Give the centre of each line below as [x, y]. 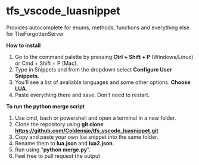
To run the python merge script [46, 106]
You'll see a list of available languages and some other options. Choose [102, 82]
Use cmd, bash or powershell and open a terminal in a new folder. [95, 118]
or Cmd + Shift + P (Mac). [46, 63]
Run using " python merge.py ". [53, 150]
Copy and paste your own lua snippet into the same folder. [87, 137]
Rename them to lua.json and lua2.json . [64, 143]
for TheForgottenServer [35, 33]
